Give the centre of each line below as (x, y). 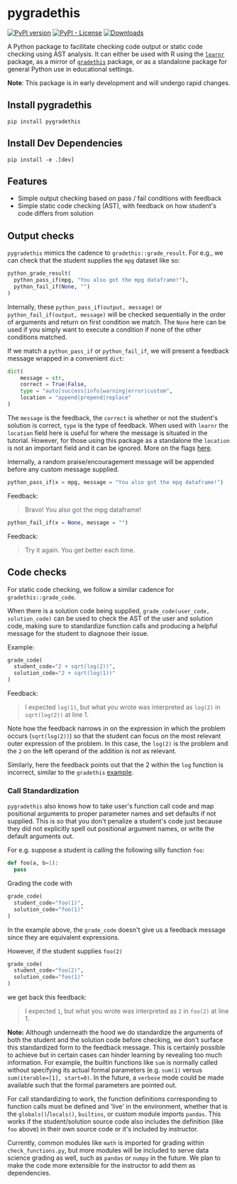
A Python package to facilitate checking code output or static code (105, 46)
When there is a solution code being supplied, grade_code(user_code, (109, 610)
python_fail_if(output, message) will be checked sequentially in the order (116, 314)
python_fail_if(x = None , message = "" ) (68, 522)
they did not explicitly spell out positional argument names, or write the (111, 829)
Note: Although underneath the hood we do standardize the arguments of (115, 1032)
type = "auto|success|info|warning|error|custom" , (97, 391)
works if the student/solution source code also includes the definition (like (116, 1122)
